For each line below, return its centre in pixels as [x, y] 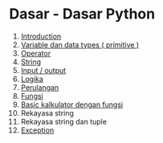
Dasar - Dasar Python [82, 14]
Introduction [41, 36]
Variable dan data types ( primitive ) [80, 44]
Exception [37, 130]
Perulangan [40, 87]
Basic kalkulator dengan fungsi [72, 104]
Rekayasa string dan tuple [64, 121]
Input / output [43, 70]
